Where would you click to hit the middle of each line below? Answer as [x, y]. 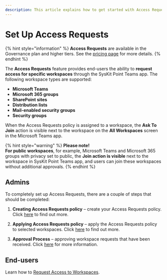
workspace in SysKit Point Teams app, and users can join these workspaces [83, 161]
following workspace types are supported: [48, 79]
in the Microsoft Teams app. [34, 136]
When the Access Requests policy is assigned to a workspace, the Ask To [81, 125]
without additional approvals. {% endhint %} [50, 166]
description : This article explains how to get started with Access [78, 10]
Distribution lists [30, 105]
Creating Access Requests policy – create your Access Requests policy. [87, 209]
